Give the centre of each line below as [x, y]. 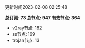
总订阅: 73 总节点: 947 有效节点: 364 [42, 18]
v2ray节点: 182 [27, 28]
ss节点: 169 [24, 34]
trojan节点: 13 [26, 40]
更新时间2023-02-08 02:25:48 [36, 7]
